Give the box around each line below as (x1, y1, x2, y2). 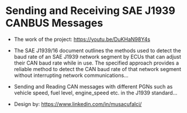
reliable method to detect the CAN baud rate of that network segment (13, 65, 182, 72)
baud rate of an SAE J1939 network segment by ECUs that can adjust (13, 53, 182, 60)
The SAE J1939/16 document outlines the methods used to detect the (13, 47, 182, 54)
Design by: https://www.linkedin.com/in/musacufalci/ (13, 100, 142, 107)
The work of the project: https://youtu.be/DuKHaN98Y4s (13, 36, 150, 43)
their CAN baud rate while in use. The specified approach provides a (13, 59, 179, 66)
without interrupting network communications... (13, 72, 129, 79)
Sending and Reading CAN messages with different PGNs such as (13, 83, 173, 90)
